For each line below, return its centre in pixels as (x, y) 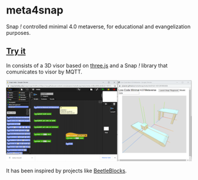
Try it (16, 51)
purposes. (19, 32)
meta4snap (35, 10)
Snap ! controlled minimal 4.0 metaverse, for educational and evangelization (98, 26)
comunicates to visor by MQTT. (44, 72)
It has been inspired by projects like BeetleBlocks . (67, 171)
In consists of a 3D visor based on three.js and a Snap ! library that (87, 65)
